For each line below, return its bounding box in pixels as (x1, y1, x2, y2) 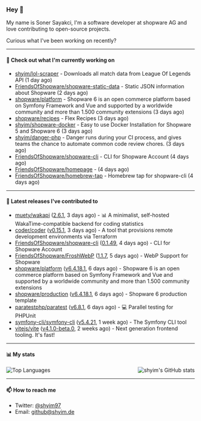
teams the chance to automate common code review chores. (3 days (14, 140, 185, 147)
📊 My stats (6, 351, 35, 358)
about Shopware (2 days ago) (14, 89, 89, 96)
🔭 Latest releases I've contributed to (6, 198, 98, 205)
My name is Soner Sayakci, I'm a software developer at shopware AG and (6, 19, 187, 26)
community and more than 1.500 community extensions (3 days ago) (14, 108, 184, 115)
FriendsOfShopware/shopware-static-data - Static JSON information (14, 82, 184, 89)
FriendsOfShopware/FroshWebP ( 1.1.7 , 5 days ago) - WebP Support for (14, 252, 188, 259)
